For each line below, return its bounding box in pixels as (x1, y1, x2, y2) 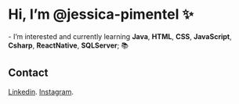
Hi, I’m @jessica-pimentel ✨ (8, 5, 194, 23)
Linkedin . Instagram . (8, 87, 74, 96)
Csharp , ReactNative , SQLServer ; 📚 (8, 41, 129, 50)
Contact (8, 66, 49, 80)
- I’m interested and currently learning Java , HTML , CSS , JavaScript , (8, 31, 233, 41)
